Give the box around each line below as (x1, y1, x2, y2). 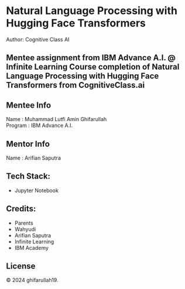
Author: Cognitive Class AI (6, 36, 70, 43)
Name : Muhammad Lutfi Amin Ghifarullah (6, 116, 107, 123)
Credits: (6, 204, 36, 214)
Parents (14, 219, 33, 226)
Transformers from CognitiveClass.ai (6, 80, 145, 90)
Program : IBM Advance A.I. (6, 122, 73, 129)
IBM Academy (14, 244, 49, 251)
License (6, 261, 36, 271)
